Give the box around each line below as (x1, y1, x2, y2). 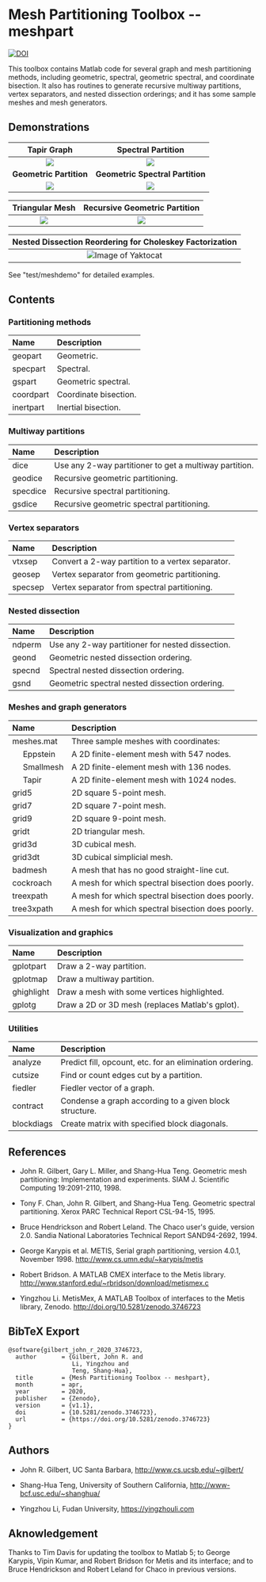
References (8, 1145, 66, 1159)
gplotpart (12, 961, 47, 972)
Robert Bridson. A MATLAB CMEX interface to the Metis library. (19, 1270, 226, 1279)
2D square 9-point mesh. (70, 812, 166, 823)
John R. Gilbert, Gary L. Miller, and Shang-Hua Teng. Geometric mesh (19, 1167, 247, 1176)
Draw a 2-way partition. (56, 961, 146, 972)
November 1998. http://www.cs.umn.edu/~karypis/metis (19, 1255, 203, 1264)
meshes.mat (12, 736, 58, 747)
